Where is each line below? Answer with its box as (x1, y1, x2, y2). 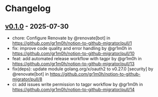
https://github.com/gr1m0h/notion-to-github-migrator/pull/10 (12, 50, 135, 56)
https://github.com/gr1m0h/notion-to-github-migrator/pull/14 (12, 87, 135, 92)
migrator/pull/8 (12, 76, 43, 82)
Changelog (5, 3, 51, 14)
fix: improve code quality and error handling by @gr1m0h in (12, 46, 132, 51)
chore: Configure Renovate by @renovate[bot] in (12, 35, 111, 41)
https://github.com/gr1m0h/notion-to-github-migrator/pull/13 (12, 61, 135, 66)
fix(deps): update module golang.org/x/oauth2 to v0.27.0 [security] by (12, 66, 154, 72)
